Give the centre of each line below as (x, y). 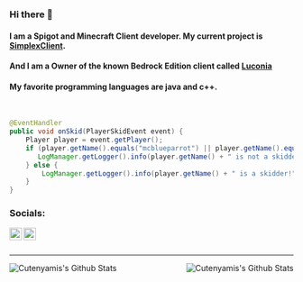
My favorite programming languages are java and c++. (114, 86)
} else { (42, 165)
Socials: (28, 214)
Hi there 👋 (32, 14)
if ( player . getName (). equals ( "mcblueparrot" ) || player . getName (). (155, 148)
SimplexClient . (37, 45)
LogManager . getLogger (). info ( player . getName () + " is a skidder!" (169, 173)
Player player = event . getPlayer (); (95, 140)
